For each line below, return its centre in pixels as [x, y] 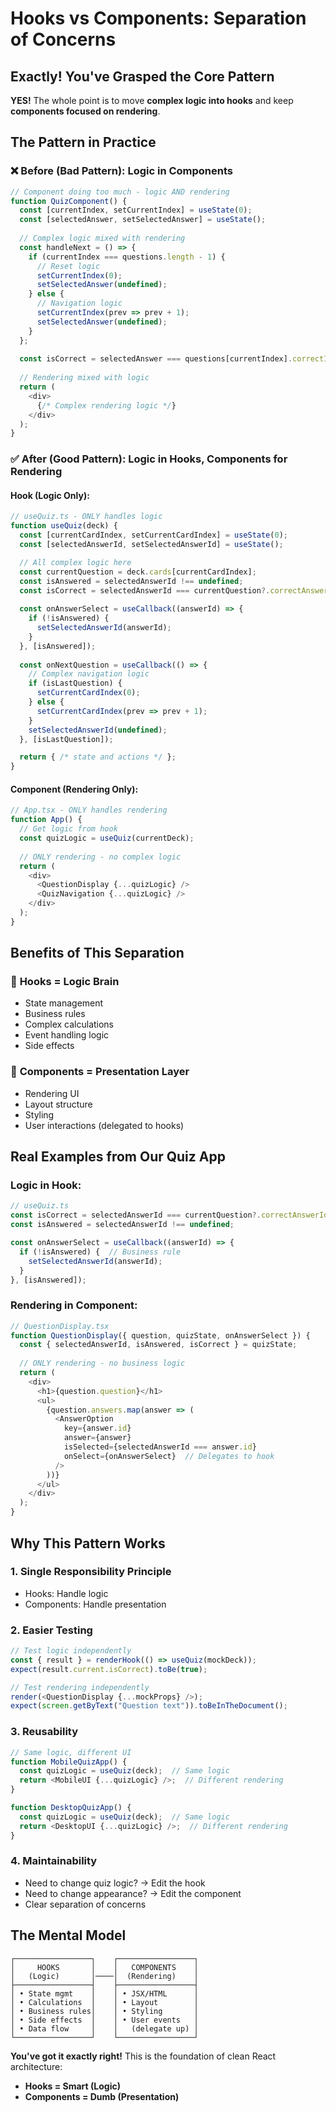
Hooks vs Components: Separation [158, 18]
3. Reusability [44, 1732]
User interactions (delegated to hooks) [104, 1125]
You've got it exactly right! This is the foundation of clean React [143, 2056]
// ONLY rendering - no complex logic [100, 857]
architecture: [36, 2066]
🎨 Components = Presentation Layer [100, 1072]
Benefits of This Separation [97, 953]
